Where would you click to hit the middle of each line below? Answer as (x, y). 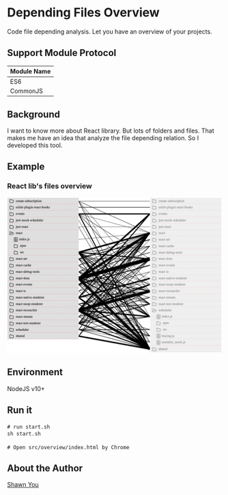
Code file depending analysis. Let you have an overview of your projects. (110, 31)
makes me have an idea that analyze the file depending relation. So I (103, 138)
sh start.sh (24, 433)
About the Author (45, 468)
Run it (20, 411)
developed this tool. (35, 146)
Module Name (30, 71)
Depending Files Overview (84, 13)
